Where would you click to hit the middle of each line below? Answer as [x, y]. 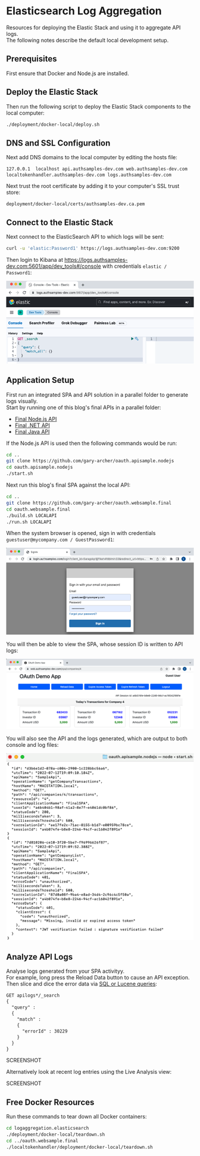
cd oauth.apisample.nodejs [40, 467]
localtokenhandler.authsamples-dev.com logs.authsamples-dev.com [89, 175]
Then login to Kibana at [35, 259]
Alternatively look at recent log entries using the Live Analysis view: [89, 1072]
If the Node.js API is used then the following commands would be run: [92, 443]
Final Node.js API [36, 419]
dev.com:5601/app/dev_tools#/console [54, 266]
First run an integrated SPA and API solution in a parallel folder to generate [97, 394]
